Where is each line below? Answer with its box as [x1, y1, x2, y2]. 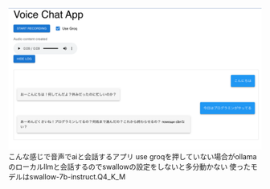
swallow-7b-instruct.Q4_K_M [29, 171, 126, 181]
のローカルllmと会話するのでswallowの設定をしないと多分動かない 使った [8, 162, 252, 171]
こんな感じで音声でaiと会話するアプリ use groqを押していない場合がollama [8, 151, 257, 161]
